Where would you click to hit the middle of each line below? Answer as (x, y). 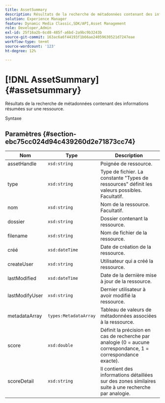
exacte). (110, 361)
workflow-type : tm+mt (27, 42)
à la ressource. (117, 322)
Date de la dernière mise (129, 275)
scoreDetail (21, 381)
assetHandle (22, 164)
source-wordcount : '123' (30, 46)
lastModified (22, 278)
